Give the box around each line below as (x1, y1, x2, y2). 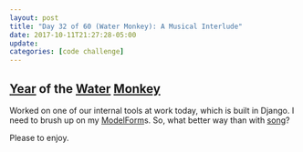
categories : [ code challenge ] (9, 47, 125, 56)
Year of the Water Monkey (9, 81, 162, 96)
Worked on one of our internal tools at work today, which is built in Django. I (9, 105, 295, 116)
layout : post (9, 13, 59, 23)
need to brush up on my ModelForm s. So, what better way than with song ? (9, 115, 290, 126)
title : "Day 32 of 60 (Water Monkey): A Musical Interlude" (9, 22, 244, 31)
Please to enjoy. (9, 132, 69, 143)
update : (9, 38, 39, 48)
